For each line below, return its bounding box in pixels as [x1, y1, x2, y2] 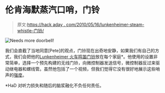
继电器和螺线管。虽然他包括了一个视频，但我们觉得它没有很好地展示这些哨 [9, 66, 160, 71]
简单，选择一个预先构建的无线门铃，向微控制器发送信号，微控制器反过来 [9, 60, 156, 66]
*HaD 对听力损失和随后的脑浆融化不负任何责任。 [5, 82, 104, 88]
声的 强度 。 [5, 72, 27, 78]
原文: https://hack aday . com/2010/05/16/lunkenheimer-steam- [17, 22, 145, 27]
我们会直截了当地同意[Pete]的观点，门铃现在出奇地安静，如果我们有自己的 [5, 47, 155, 53]
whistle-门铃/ [17, 27, 44, 33]
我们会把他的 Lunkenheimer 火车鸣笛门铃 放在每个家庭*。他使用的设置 [13, 53, 154, 59]
